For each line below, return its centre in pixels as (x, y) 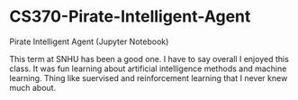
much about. (33, 87)
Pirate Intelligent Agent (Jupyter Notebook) (89, 41)
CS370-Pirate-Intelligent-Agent (130, 17)
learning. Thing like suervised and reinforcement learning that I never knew (149, 77)
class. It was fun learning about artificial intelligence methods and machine (148, 68)
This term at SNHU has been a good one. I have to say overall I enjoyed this (149, 59)
